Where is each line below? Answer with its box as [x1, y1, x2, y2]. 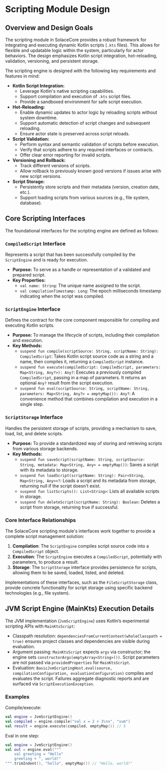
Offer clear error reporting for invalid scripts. [19, 152, 111, 158]
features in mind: [5, 73, 40, 79]
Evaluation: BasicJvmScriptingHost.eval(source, [12, 665, 113, 671]
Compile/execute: [5, 705, 41, 711]
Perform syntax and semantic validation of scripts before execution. [19, 141, 160, 147]
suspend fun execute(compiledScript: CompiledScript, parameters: [19, 365, 161, 370]
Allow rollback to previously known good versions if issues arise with [19, 168, 162, 174]
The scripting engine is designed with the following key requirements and [5, 68, 156, 74]
